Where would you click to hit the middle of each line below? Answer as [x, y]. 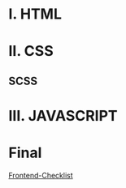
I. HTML [35, 14]
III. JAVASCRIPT [63, 115]
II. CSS [31, 51]
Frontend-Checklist [41, 175]
